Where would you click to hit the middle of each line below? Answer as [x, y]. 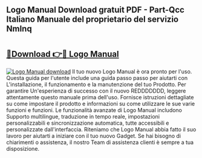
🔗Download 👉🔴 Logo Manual [63, 54]
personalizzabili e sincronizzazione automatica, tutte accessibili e [88, 123]
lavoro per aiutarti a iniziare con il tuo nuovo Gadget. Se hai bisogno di [94, 136]
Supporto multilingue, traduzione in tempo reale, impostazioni [83, 117]
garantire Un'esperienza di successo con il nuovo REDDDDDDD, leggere [96, 91]
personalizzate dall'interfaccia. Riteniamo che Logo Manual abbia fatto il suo [101, 129]
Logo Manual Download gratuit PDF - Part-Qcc [95, 10]
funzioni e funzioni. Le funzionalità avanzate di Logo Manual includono [94, 110]
